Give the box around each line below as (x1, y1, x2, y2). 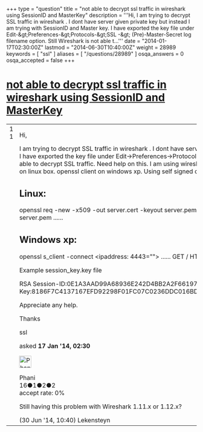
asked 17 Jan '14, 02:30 (19, 342, 91, 350)
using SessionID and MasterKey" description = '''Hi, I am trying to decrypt (6, 12, 190, 19)
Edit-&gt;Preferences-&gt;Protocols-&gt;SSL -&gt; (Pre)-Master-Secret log (6, 31, 192, 38)
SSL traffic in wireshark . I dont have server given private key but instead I (6, 18, 190, 25)
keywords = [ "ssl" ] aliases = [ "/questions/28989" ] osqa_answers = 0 (6, 50, 184, 57)
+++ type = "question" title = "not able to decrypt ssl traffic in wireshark (6, 5, 186, 12)
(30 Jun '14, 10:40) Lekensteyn (19, 416, 111, 424)
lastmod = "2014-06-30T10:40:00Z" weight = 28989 (45, 44, 176, 51)
